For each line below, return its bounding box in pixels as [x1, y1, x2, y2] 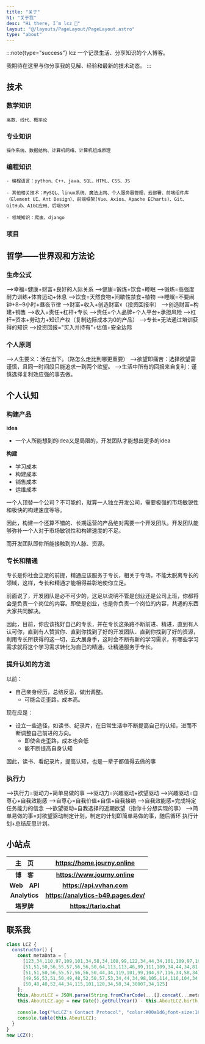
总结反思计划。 [15, 819, 53, 827]
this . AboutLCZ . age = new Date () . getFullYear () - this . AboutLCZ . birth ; [17, 998, 201, 1004]
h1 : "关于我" [6, 15, 37, 21]
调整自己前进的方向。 [20, 729, 74, 736]
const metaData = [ [17, 952, 67, 959]
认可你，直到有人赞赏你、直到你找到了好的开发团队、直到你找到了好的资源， [6, 628, 199, 635]
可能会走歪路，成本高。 [24, 696, 84, 703]
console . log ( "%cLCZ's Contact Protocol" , [17, 1009, 124, 1016]
